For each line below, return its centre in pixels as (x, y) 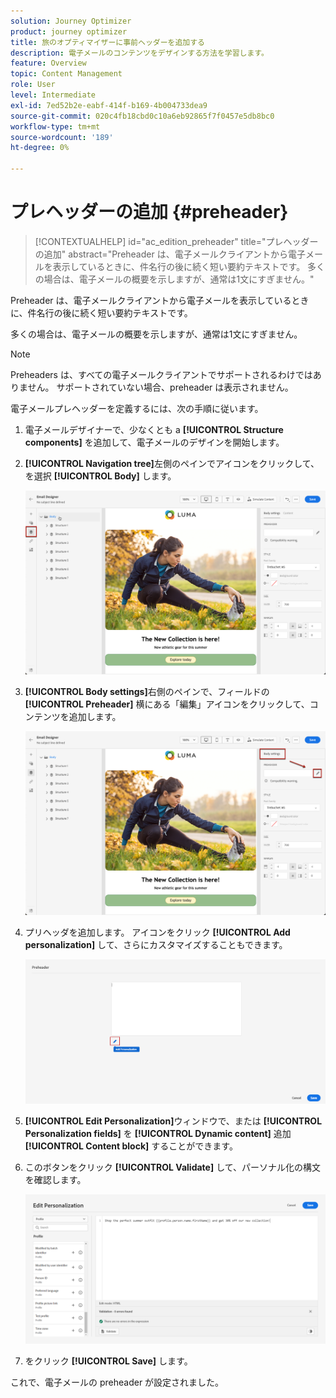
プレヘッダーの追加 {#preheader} (149, 212)
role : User (33, 85)
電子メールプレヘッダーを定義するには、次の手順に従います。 (137, 408)
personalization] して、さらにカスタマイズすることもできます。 (156, 944)
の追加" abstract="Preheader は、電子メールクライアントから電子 (170, 254)
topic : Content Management (66, 74)
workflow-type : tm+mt (55, 126)
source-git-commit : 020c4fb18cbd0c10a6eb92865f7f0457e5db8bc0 (142, 116)
